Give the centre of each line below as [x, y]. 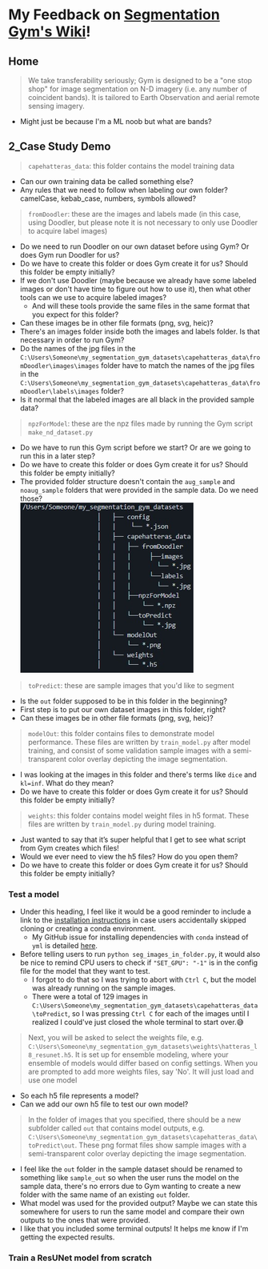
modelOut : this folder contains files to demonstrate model [121, 733]
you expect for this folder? [75, 314]
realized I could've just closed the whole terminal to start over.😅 [138, 1023]
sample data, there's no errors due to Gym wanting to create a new [130, 1187]
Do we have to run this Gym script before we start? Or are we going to [135, 447]
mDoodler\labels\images [60, 391]
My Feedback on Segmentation [114, 15]
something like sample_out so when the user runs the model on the [130, 1178]
